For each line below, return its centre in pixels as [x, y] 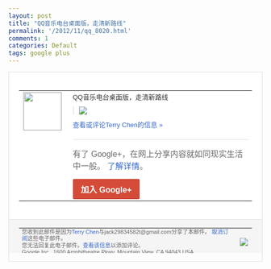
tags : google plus [39, 53]
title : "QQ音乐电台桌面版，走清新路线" [67, 23]
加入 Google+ [106, 189]
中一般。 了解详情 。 [110, 166]
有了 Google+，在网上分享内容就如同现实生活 [158, 154]
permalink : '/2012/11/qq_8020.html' [70, 31]
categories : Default [43, 46]
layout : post [30, 16]
